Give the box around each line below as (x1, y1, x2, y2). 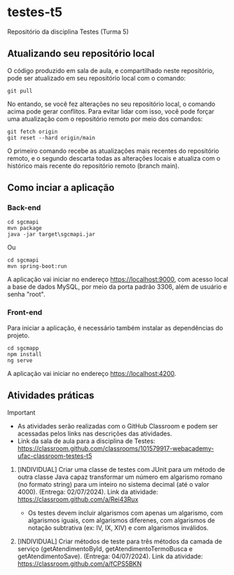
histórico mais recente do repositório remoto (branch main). (7, 161, 180, 170)
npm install (7, 351, 42, 358)
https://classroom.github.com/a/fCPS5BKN (17, 559, 142, 568)
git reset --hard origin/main (7, 134, 96, 141)
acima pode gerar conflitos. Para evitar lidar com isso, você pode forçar (7, 107, 215, 116)
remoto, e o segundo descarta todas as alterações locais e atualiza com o (7, 154, 221, 162)
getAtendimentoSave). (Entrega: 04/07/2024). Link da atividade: (17, 552, 203, 560)
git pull (7, 87, 33, 95)
